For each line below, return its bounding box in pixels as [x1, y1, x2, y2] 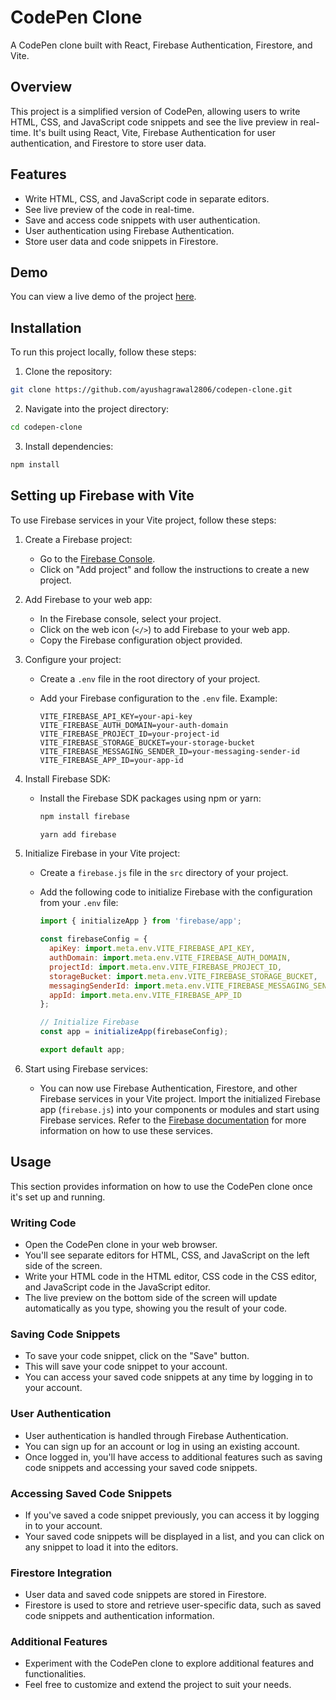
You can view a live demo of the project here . [10, 291, 197, 303]
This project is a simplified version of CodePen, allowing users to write [10, 105, 301, 117]
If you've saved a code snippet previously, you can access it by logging [24, 1509, 320, 1521]
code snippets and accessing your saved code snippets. [24, 1461, 258, 1473]
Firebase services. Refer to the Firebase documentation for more [39, 1114, 307, 1126]
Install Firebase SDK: [24, 772, 111, 785]
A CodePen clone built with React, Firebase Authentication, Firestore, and [10, 39, 313, 51]
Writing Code [10, 1216, 77, 1230]
